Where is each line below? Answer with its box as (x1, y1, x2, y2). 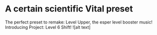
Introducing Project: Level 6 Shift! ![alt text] (5, 24, 91, 30)
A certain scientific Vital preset (5, 3, 133, 14)
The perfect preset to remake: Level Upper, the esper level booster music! (5, 19, 153, 25)
